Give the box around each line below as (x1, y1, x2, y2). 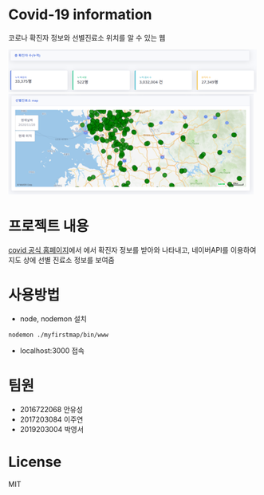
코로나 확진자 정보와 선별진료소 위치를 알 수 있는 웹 (8, 33, 166, 42)
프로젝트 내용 (8, 218, 89, 236)
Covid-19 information (8, 6, 152, 24)
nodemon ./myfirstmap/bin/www (8, 331, 109, 339)
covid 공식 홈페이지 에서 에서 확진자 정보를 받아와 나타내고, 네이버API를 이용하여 (8, 245, 257, 254)
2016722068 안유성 (19, 404, 84, 414)
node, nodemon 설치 (19, 313, 88, 324)
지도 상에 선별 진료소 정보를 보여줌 (8, 255, 115, 265)
